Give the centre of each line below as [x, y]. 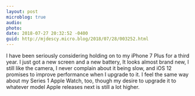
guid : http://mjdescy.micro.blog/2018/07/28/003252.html [77, 39]
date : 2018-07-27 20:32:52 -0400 [47, 34]
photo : [14, 28]
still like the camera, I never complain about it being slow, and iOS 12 [89, 68]
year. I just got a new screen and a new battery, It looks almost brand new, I [98, 62]
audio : [14, 22]
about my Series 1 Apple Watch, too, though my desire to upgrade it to [91, 81]
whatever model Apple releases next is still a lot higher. [73, 87]
